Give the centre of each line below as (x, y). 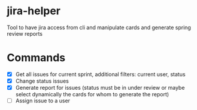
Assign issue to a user (43, 101)
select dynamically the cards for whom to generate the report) (92, 95)
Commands (36, 58)
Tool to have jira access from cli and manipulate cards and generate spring (99, 27)
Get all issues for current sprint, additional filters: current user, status (100, 74)
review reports (25, 33)
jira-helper (34, 11)
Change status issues (42, 81)
